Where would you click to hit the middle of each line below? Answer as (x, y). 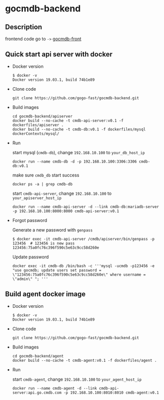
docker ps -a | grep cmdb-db (42, 184)
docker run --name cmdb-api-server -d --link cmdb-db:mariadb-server (86, 207)
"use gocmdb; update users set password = (57, 270)
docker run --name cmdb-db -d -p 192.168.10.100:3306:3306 (75, 162)
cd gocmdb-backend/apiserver (42, 116)
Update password (30, 257)
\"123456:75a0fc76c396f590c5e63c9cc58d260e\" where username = (79, 275)
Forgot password (29, 220)
